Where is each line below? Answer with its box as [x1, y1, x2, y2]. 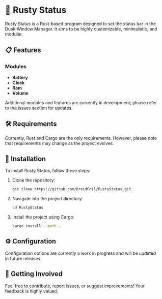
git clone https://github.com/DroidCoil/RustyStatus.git [12, 187, 132, 192]
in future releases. [5, 255, 42, 261]
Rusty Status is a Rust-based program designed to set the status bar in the [5, 21, 156, 27]
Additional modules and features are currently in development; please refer [5, 99, 157, 105]
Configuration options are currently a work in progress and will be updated [5, 250, 156, 256]
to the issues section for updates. [5, 105, 73, 111]
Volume [12, 90, 28, 96]
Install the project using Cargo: [12, 214, 75, 220]
